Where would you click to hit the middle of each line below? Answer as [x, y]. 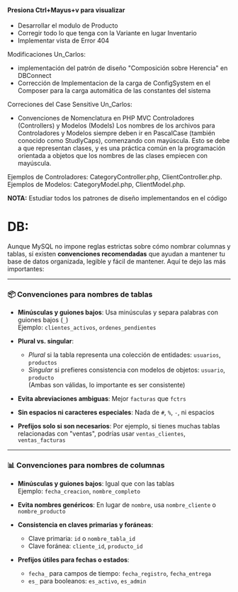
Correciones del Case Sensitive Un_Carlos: [70, 104]
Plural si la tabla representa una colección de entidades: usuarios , [124, 355]
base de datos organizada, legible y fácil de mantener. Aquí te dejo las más [117, 261]
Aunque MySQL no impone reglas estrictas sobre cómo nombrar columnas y [119, 246]
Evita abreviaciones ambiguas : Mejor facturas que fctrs [102, 399]
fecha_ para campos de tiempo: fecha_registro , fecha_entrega [119, 573]
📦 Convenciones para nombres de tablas [80, 295]
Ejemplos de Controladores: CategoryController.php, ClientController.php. [115, 177]
